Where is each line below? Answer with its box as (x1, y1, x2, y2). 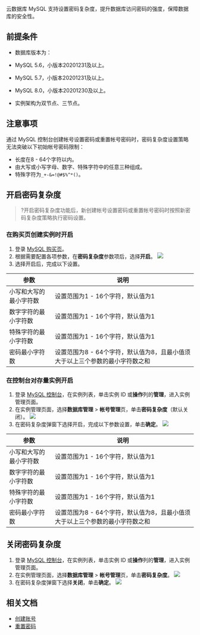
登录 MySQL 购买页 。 (14, 245, 67, 252)
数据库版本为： (14, 48, 52, 56)
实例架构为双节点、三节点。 (14, 99, 83, 106)
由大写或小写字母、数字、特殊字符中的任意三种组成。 (14, 163, 146, 170)
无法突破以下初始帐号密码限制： (6, 143, 85, 150)
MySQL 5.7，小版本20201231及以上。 (14, 74, 107, 81)
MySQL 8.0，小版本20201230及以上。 (14, 87, 109, 94)
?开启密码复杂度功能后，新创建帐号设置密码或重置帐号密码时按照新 (20, 206, 186, 214)
